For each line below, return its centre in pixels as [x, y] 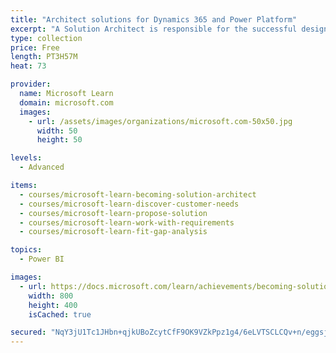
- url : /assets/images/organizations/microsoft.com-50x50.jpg [160, 121]
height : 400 [53, 305]
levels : [26, 158]
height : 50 [59, 140]
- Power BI [42, 259]
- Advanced [42, 167]
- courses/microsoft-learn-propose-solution [113, 213]
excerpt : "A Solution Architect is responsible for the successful [154, 29]
